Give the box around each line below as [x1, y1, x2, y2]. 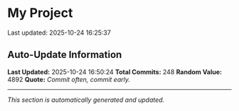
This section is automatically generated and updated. [7, 95, 165, 104]
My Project [7, 5, 73, 21]
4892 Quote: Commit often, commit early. [7, 75, 130, 83]
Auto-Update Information [7, 49, 122, 61]
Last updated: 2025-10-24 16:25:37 [7, 28, 112, 37]
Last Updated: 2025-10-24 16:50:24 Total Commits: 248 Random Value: [7, 67, 223, 76]
